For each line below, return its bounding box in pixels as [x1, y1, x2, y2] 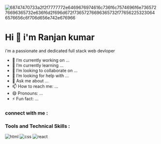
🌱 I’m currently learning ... [12, 62, 64, 68]
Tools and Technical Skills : [5, 123, 70, 129]
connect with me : [5, 110, 48, 116]
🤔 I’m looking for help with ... [12, 73, 69, 79]
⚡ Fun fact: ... [12, 96, 39, 101]
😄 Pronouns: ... [12, 90, 44, 96]
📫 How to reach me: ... [12, 83, 59, 89]
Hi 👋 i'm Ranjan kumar [5, 32, 95, 43]
